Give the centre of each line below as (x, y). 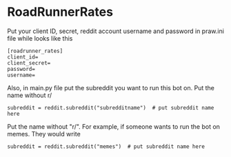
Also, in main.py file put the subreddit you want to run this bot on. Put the (111, 87)
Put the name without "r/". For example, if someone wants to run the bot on (114, 126)
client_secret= (29, 63)
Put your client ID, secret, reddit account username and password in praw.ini (115, 31)
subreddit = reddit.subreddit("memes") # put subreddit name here (106, 146)
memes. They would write (44, 134)
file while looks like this (40, 38)
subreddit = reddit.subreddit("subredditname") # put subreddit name (111, 107)
